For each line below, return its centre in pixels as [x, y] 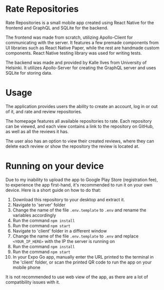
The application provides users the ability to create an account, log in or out [82, 106]
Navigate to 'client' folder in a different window [60, 231]
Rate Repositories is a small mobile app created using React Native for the [80, 23]
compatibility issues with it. [33, 282]
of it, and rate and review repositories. [44, 111]
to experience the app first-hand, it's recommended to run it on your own [79, 185]
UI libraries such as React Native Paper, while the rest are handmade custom [82, 48]
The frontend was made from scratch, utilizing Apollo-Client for [69, 37]
